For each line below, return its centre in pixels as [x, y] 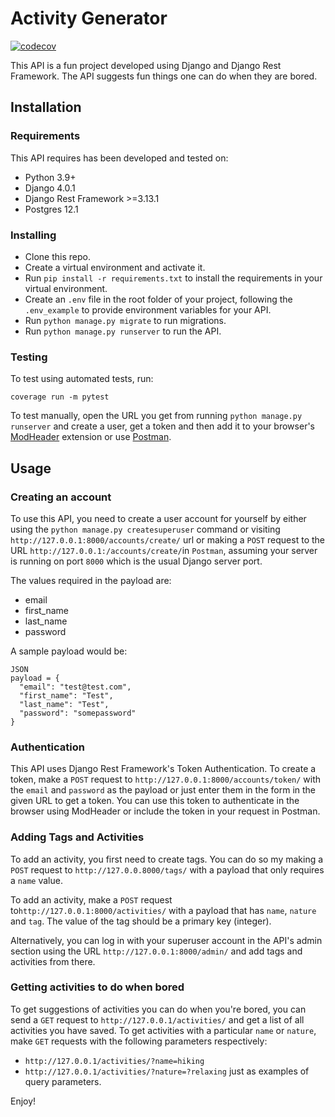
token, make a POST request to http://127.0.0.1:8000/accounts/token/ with [166, 779]
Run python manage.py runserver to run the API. [123, 331]
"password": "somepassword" [78, 713]
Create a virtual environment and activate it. [115, 267]
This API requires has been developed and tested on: [119, 158]
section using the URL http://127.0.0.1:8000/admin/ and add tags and [156, 951]
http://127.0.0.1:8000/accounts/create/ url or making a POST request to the [167, 539]
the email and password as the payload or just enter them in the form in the [163, 790]
